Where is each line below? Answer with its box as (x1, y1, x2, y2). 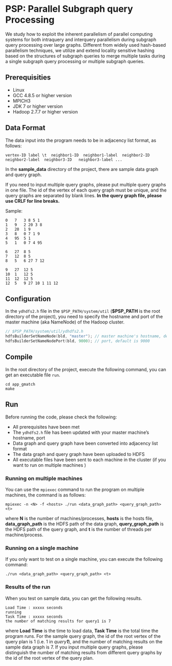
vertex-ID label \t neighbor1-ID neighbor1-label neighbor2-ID (5, 153, 150, 158)
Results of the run (5, 583, 51, 591)
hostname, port (12, 434, 46, 441)
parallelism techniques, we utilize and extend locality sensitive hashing (5, 47, 155, 53)
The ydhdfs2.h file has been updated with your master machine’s (12, 429, 149, 435)
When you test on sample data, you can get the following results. (5, 595, 142, 601)
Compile (5, 353, 33, 361)
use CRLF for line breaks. (5, 198, 60, 204)
